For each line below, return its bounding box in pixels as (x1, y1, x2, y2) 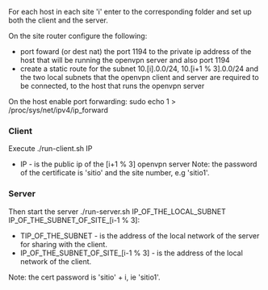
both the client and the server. (8, 15, 109, 25)
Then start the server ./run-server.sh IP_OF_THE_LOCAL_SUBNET (8, 206, 226, 216)
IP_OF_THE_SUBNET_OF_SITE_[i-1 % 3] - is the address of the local (19, 248, 244, 258)
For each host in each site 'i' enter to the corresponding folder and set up (8, 7, 252, 16)
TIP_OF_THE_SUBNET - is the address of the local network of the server (19, 230, 260, 241)
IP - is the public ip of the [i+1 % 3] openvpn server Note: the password (19, 159, 258, 169)
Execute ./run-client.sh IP (8, 144, 93, 153)
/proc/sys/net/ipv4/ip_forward (8, 105, 109, 115)
